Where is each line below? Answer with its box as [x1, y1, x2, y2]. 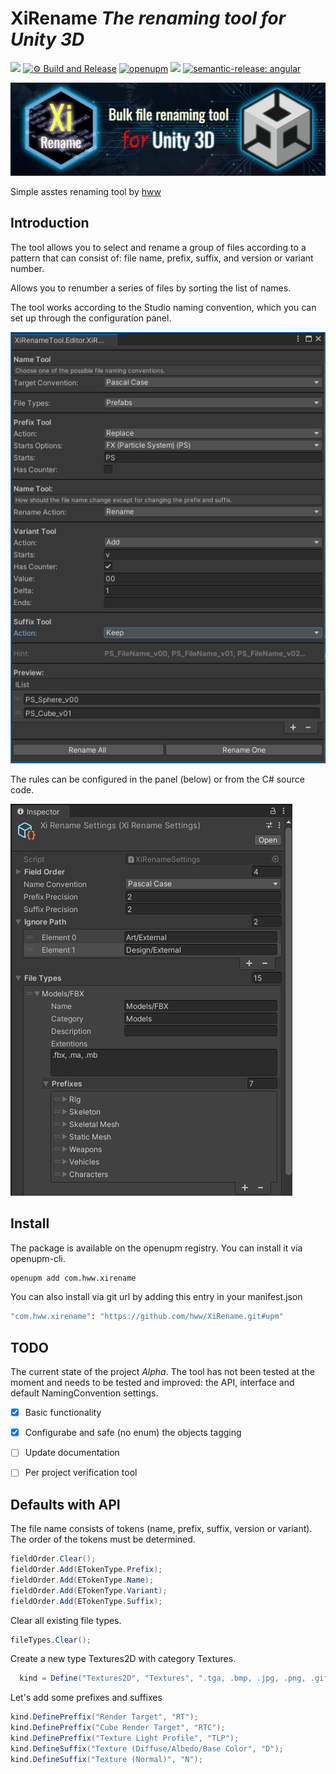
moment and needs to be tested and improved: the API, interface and [10, 1377, 295, 1389]
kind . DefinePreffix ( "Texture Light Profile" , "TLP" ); [10, 1733, 240, 1744]
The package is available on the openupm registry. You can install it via [10, 1242, 303, 1254]
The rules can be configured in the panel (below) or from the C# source [10, 773, 305, 785]
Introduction [10, 215, 90, 232]
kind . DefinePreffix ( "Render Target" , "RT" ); [10, 1712, 199, 1722]
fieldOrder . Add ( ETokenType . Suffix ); [10, 1596, 163, 1606]
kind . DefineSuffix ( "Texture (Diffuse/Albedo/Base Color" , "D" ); [10, 1743, 284, 1754]
